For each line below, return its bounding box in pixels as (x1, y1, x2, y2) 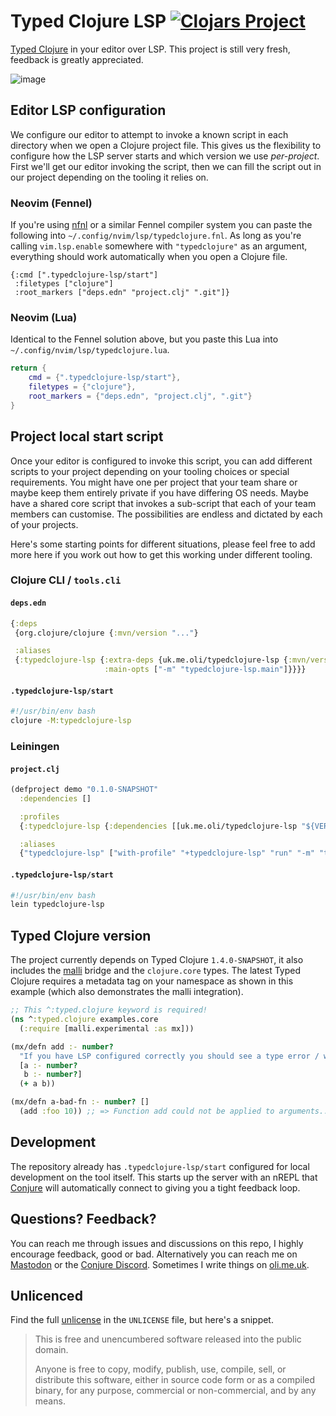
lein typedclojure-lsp (10, 900, 105, 910)
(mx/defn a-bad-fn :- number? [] (10, 1097, 150, 1107)
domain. (34, 1344, 69, 1356)
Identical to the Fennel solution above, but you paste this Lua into (10, 333, 279, 345)
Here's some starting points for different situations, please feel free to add (10, 538, 316, 550)
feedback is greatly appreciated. (10, 53, 144, 65)
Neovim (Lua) (10, 310, 78, 324)
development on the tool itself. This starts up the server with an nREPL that (10, 1171, 318, 1183)
